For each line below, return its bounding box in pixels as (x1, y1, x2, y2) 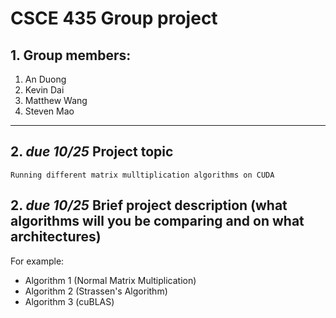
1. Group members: (10, 47, 132, 64)
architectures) (10, 228, 102, 246)
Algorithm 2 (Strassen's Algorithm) (24, 285, 168, 297)
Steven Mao (24, 105, 75, 117)
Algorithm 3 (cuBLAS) (24, 295, 115, 307)
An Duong (24, 73, 67, 85)
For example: (10, 255, 65, 267)
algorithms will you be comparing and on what (10, 213, 305, 230)
